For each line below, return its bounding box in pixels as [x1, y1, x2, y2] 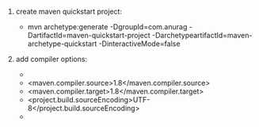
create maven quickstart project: [15, 7, 123, 16]
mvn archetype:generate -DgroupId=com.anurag [27, 22, 188, 31]
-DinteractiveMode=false [98, 39, 181, 48]
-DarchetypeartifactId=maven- [151, 31, 253, 40]
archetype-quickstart [27, 39, 97, 48]
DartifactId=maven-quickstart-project [27, 31, 150, 40]
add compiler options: [15, 55, 88, 63]
